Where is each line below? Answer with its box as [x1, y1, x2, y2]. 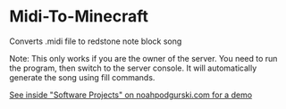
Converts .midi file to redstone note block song [9, 36, 182, 46]
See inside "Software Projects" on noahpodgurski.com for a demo [9, 89, 253, 100]
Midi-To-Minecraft [9, 6, 149, 27]
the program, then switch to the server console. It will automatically [9, 63, 257, 73]
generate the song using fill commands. [9, 71, 156, 82]
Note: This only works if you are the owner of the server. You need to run [9, 53, 278, 63]
